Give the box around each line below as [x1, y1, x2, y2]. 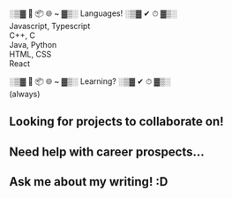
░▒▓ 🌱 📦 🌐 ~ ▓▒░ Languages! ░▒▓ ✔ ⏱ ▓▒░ [9, 8, 178, 19]
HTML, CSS [9, 49, 52, 59]
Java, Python [9, 40, 57, 49]
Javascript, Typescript [9, 21, 91, 31]
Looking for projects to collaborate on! [9, 114, 224, 129]
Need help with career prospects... [9, 144, 205, 159]
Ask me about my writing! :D [9, 174, 168, 189]
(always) [9, 88, 41, 99]
